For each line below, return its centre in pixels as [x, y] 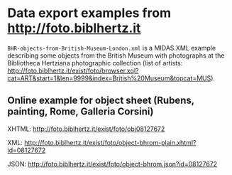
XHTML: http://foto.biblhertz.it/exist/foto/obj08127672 [86, 129]
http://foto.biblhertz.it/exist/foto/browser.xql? [73, 70]
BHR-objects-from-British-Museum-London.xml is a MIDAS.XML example [112, 48]
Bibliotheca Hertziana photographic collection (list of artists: [95, 63]
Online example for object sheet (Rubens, [101, 101]
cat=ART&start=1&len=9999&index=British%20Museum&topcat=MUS [109, 78]
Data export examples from [89, 13]
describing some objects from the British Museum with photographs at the [116, 55]
